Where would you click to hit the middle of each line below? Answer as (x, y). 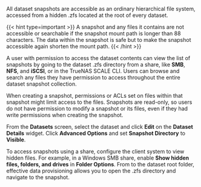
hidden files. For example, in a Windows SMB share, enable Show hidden (98, 158)
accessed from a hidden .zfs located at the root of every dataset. (87, 15)
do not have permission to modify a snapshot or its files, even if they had (97, 108)
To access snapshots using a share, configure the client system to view (95, 151)
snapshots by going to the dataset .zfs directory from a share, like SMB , (96, 64)
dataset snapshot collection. (41, 84)
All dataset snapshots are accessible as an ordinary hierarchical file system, (101, 9)
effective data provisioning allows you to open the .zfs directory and (91, 171)
